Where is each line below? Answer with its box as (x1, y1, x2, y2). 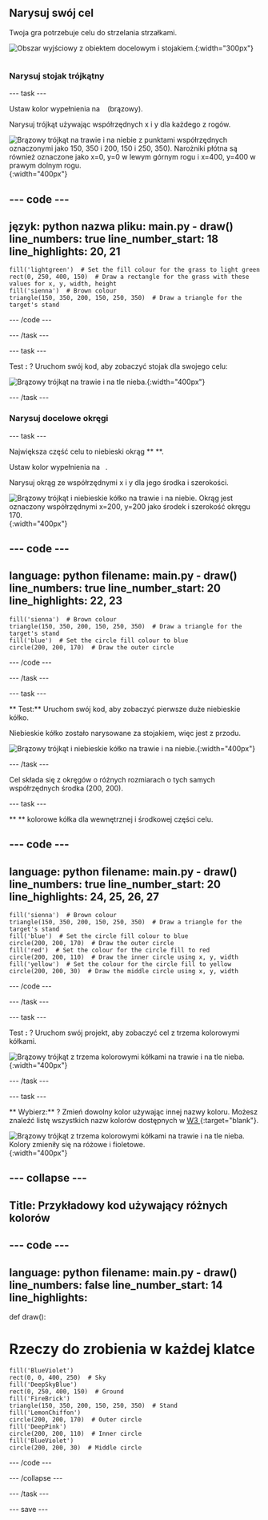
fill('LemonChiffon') (9, 1409, 82, 1417)
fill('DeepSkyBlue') (9, 1381, 78, 1389)
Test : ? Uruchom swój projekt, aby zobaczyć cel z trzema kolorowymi (9, 1028, 240, 1037)
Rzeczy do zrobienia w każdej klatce (9, 1340, 255, 1358)
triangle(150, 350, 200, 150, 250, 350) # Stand (9, 1401, 178, 1409)
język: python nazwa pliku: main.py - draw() (9, 220, 234, 233)
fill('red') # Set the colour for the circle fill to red (9, 946, 210, 955)
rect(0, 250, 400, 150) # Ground (9, 1387, 125, 1396)
